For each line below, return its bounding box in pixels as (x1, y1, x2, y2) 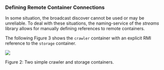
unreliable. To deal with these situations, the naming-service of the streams (5, 20, 160, 26)
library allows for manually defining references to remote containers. (5, 26, 145, 32)
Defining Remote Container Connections (5, 4, 105, 11)
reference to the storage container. (5, 40, 76, 46)
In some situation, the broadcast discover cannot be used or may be (5, 15, 145, 21)
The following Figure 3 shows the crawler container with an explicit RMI (5, 35, 152, 41)
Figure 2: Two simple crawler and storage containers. (5, 59, 114, 65)
